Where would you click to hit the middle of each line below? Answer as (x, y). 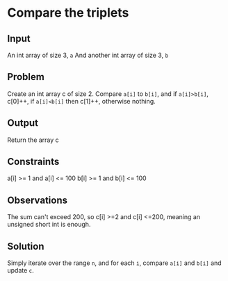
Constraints (33, 162)
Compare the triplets (68, 13)
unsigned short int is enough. (49, 225)
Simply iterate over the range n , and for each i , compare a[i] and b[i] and (114, 263)
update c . (21, 271)
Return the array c (33, 140)
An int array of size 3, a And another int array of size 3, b (88, 55)
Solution (26, 246)
